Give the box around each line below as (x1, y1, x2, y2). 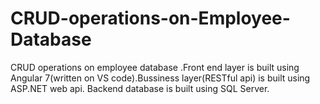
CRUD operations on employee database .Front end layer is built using (10, 61, 300, 73)
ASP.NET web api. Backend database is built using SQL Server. (10, 82, 270, 94)
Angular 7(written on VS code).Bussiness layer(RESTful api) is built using (10, 72, 311, 84)
